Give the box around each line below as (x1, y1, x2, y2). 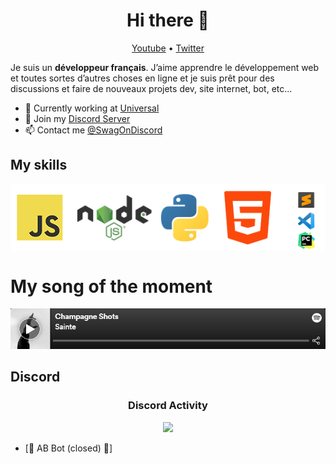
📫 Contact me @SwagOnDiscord (24, 124, 163, 136)
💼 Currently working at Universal (24, 102, 160, 114)
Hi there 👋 (126, 9, 210, 32)
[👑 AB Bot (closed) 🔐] (24, 442, 113, 454)
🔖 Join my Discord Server (24, 112, 131, 124)
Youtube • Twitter (131, 42, 205, 54)
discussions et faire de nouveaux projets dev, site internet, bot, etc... (10, 82, 293, 94)
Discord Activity (128, 399, 208, 413)
